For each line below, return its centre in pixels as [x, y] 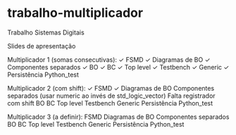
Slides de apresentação [42, 46]
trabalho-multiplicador [75, 13]
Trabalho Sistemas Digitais [46, 32]
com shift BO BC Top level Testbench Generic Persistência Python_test [110, 103]
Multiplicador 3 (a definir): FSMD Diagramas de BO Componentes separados [118, 117]
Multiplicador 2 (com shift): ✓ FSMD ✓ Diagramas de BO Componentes [111, 88]
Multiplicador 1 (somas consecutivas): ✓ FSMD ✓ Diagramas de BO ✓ [109, 59]
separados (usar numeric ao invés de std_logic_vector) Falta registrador [112, 96]
